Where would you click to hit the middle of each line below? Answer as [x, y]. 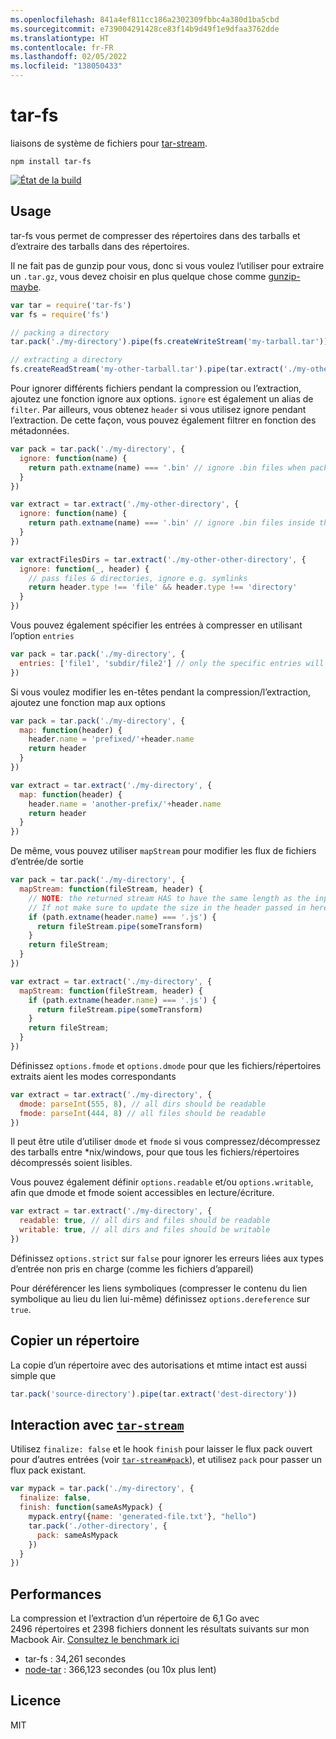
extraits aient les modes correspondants [93, 1076]
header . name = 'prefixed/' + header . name [111, 739]
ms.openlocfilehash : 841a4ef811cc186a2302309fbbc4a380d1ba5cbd [145, 19]
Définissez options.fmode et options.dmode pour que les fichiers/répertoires [166, 1065]
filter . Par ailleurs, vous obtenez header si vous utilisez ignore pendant [158, 409]
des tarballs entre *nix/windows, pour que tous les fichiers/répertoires [155, 1152]
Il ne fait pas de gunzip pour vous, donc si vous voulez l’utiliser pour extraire [167, 265]
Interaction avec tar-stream [97, 1424]
